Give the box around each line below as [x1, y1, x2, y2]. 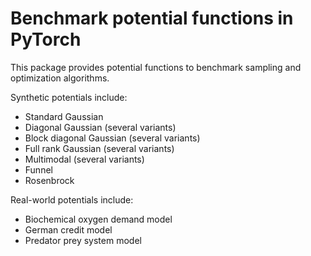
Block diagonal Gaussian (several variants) [24, 132, 201, 144]
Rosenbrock [24, 174, 75, 186]
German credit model [24, 223, 113, 236]
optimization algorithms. [10, 72, 110, 84]
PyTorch [10, 28, 82, 51]
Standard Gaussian [24, 110, 104, 122]
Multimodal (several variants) [24, 153, 145, 165]
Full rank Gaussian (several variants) [24, 142, 175, 154]
